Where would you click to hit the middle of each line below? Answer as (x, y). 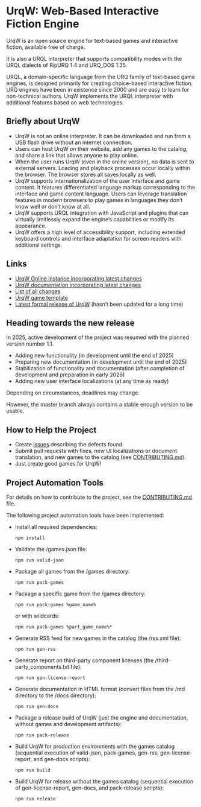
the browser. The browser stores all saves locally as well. (85, 174)
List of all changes (38, 291)
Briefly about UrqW (43, 122)
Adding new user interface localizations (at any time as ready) (92, 381)
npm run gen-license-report (50, 678)
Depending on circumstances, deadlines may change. (73, 393)
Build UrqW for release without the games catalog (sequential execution (104, 781)
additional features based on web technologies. (65, 102)
